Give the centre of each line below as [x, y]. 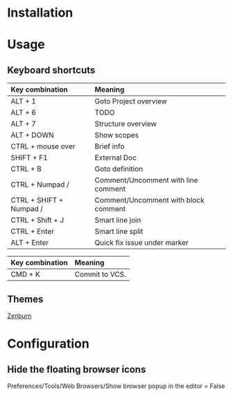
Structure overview [126, 124]
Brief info [110, 146]
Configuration [49, 344]
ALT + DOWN [32, 135]
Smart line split [119, 232]
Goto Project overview [131, 101]
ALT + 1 [24, 101]
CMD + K [25, 274]
